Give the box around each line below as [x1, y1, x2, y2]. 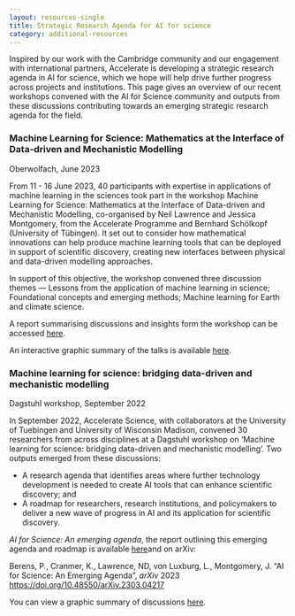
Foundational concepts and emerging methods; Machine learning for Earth [9, 291, 280, 302]
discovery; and [21, 489, 77, 499]
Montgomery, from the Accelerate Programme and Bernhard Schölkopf [9, 218, 268, 228]
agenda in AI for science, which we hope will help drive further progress [9, 73, 272, 83]
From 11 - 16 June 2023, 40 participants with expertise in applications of [9, 181, 271, 191]
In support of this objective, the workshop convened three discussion [9, 273, 262, 283]
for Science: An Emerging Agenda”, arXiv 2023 [9, 570, 180, 581]
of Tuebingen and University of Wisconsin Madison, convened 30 [9, 424, 248, 435]
